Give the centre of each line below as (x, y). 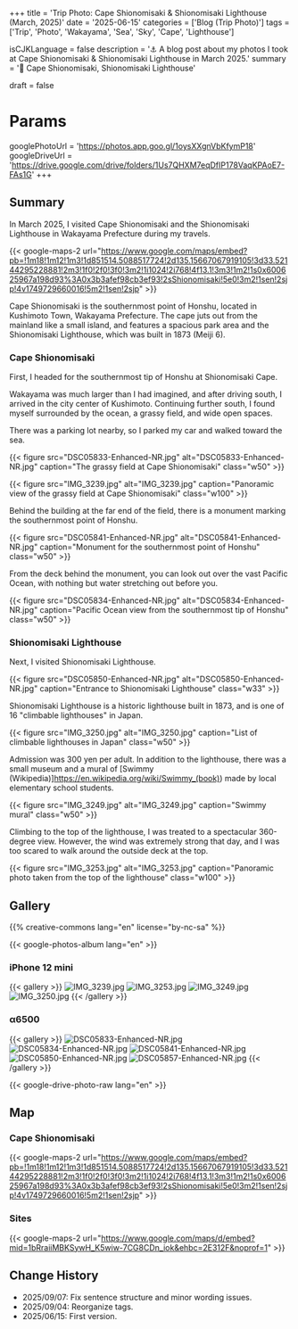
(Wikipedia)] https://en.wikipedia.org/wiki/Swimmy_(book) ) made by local (143, 779)
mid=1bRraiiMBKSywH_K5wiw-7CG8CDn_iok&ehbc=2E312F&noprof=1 (138, 1247)
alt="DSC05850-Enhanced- (233, 679)
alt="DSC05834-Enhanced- (234, 600)
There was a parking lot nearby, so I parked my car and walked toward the (146, 431)
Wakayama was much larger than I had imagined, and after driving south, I (146, 394)
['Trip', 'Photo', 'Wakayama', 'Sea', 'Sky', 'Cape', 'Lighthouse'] (122, 32)
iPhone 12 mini (41, 968)
